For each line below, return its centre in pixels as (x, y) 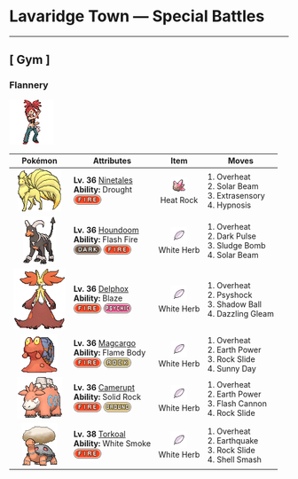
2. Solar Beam (233, 186)
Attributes (112, 161)
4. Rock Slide (231, 412)
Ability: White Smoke (113, 444)
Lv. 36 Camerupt (104, 388)
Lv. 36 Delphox (101, 288)
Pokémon (39, 161)
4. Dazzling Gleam (241, 314)
